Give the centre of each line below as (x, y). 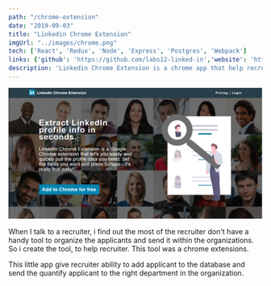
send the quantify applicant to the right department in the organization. (126, 273)
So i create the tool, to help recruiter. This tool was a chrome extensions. (129, 248)
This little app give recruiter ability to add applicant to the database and (127, 264)
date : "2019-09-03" (41, 25)
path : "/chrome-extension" (54, 17)
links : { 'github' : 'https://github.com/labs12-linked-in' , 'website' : (128, 60)
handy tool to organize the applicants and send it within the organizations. (131, 240)
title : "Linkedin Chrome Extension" (70, 34)
